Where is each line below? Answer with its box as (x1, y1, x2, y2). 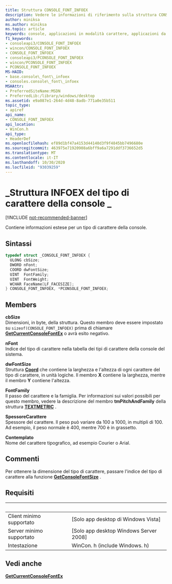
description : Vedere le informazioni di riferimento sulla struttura (5, 12, 157, 17)
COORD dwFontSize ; (10, 267, 50, 272)
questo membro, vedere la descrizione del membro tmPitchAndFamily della (5, 398, 166, 405)
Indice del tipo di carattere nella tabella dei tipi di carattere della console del (5, 346, 165, 352)
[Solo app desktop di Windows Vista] (71, 515, 161, 523)
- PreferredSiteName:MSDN (5, 88, 60, 94)
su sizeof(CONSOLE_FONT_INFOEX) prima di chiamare (5, 325, 113, 331)
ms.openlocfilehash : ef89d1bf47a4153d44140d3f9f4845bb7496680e (5, 141, 143, 146)
